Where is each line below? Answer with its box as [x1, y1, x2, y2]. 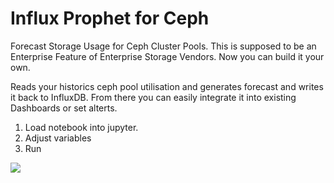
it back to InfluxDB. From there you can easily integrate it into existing [10, 91, 297, 103]
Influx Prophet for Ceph [10, 7, 210, 30]
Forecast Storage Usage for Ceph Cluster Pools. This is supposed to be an [10, 40, 317, 52]
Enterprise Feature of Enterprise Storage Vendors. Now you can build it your [10, 50, 325, 62]
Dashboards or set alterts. [10, 102, 118, 114]
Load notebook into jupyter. [24, 121, 139, 133]
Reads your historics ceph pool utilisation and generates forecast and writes [10, 80, 324, 92]
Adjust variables [24, 132, 92, 144]
